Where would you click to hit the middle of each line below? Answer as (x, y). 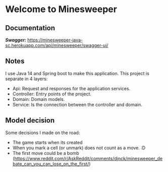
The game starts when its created (47, 142)
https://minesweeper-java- (55, 40)
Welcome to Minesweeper (61, 9)
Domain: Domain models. (39, 99)
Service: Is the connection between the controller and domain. (77, 104)
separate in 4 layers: (26, 79)
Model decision (30, 120)
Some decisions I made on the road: (43, 133)
